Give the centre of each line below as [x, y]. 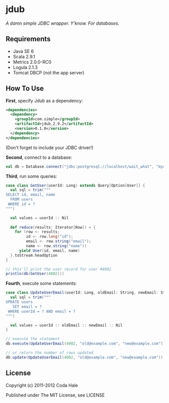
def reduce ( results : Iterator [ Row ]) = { [53, 227]
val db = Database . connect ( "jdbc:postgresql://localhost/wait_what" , [80, 166]
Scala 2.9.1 [24, 56]
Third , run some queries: [31, 176]
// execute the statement [33, 339]
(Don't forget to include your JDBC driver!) [50, 148]
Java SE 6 [23, 51]
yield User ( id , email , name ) [49, 250]
